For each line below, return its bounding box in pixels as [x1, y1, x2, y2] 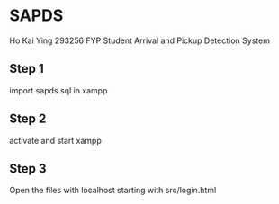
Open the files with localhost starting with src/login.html [9, 185, 217, 196]
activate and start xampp [9, 135, 102, 146]
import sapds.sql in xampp [9, 84, 108, 95]
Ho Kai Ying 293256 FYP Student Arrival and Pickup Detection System [9, 35, 270, 46]
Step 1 [9, 61, 45, 76]
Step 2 [9, 111, 47, 127]
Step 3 [9, 161, 47, 176]
